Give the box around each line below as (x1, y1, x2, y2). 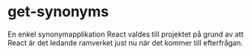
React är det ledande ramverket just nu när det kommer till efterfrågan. (7, 37, 244, 47)
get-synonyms (7, 2, 109, 21)
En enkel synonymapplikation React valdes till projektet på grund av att (7, 29, 244, 39)
